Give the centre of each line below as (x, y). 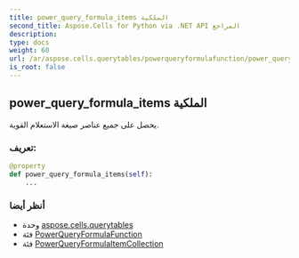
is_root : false (37, 68)
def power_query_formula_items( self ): (81, 174)
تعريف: (23, 148)
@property (28, 165)
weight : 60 (29, 51)
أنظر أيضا (27, 206)
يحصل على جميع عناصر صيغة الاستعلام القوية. (84, 125)
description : (33, 34)
